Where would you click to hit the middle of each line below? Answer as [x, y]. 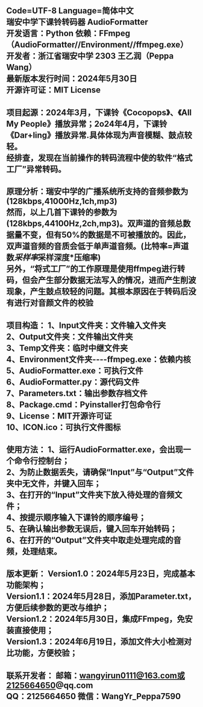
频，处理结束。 [34, 551]
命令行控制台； [42, 461]
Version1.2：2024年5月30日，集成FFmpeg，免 [96, 619]
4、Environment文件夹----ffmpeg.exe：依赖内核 [99, 359]
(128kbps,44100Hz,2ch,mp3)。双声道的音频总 [95, 224]
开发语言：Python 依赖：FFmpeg [68, 34]
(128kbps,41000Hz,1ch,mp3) [62, 201]
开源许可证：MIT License [54, 90]
